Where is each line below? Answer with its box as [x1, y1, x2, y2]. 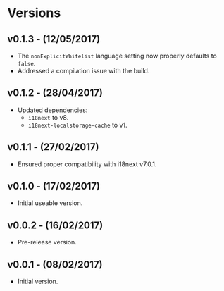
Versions [7, 5, 61, 21]
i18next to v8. [27, 113, 69, 121]
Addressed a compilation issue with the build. [17, 67, 150, 75]
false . [17, 59, 36, 68]
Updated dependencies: [17, 106, 88, 114]
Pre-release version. [17, 238, 77, 247]
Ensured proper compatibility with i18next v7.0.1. [17, 160, 157, 168]
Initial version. [17, 277, 58, 286]
